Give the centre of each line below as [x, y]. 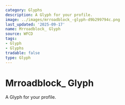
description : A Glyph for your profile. [49, 15]
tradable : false [23, 53]
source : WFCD [19, 34]
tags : [11, 39]
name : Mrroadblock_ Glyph [33, 29]
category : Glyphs [24, 10]
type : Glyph [18, 58]
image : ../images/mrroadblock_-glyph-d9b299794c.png [63, 19]
